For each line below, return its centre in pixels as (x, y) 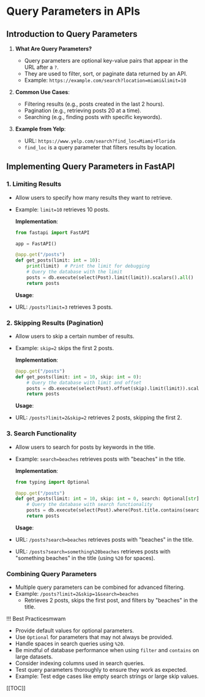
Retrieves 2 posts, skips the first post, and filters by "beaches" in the (111, 601)
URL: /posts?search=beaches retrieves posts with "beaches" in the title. (104, 539)
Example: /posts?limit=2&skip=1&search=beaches (77, 594)
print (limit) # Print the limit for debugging (88, 266)
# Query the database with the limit (74, 272)
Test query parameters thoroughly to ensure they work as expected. (101, 670)
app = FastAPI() (36, 244)
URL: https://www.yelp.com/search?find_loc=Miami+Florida (100, 141)
